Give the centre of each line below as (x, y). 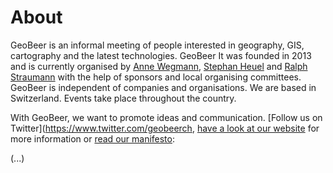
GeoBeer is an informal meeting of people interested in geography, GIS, (157, 45)
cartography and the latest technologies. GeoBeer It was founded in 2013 (161, 55)
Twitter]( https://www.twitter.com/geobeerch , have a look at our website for (165, 128)
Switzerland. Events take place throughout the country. (123, 98)
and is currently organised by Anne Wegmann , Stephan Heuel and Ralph (159, 66)
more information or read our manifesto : (93, 138)
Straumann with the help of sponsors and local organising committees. (156, 77)
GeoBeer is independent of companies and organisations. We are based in (163, 87)
